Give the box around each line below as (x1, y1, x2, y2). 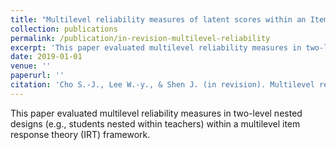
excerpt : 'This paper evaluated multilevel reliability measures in (10, 42, 302, 53)
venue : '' (10, 61, 52, 71)
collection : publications (10, 24, 118, 34)
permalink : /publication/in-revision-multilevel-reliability (10, 33, 271, 43)
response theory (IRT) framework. (10, 128, 151, 140)
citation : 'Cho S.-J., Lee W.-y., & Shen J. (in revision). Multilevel (10, 80, 315, 90)
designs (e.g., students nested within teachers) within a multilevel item (10, 117, 301, 130)
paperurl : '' (10, 71, 65, 81)
